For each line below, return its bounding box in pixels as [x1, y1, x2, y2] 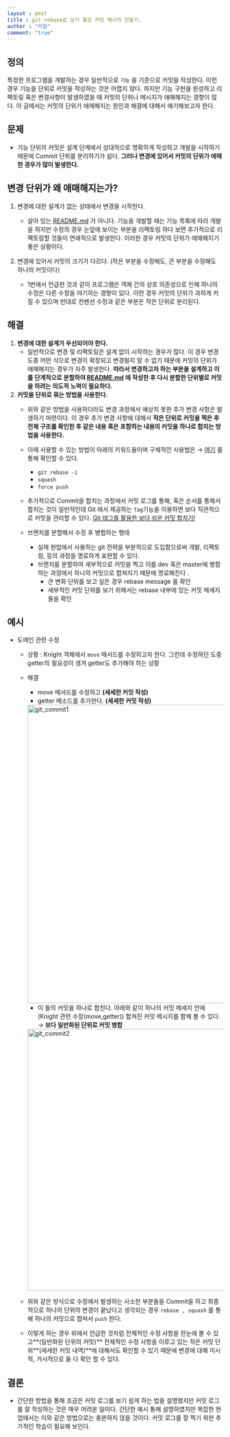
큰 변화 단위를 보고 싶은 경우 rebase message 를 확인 [47, 577, 191, 585]
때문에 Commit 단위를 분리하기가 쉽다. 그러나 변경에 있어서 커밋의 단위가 [16, 152, 210, 160]
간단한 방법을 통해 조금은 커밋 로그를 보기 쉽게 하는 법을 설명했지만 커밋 [16, 1396, 207, 1405]
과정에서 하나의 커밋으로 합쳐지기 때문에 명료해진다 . [50, 568, 190, 577]
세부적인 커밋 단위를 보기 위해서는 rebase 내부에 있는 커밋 [47, 585, 203, 594]
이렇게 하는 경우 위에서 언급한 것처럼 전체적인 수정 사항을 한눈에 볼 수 [27, 1329, 212, 1337]
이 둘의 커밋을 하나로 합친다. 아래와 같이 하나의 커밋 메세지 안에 [37, 1004, 205, 1012]
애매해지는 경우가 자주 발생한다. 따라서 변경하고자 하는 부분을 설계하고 [27, 365, 213, 373]
